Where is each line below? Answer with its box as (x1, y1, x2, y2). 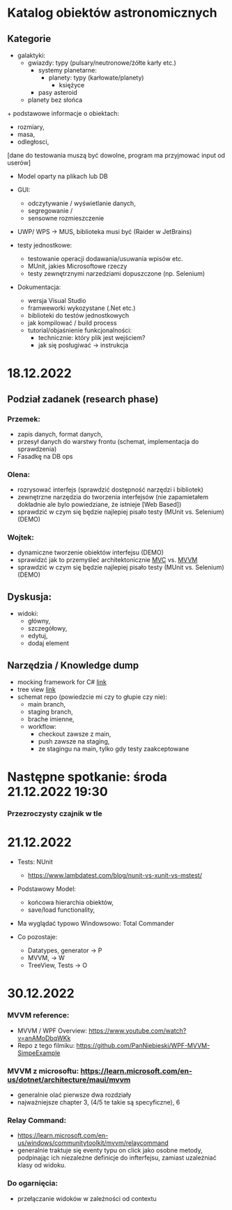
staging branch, (27, 707, 73, 716)
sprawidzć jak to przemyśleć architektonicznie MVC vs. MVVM (17, 556, 198, 564)
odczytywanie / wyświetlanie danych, (27, 199, 136, 207)
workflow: (27, 723, 57, 731)
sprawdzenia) (17, 445, 57, 453)
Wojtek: (7, 533, 35, 543)
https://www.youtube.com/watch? (88, 1026, 187, 1035)
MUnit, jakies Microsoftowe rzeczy (27, 262, 127, 270)
